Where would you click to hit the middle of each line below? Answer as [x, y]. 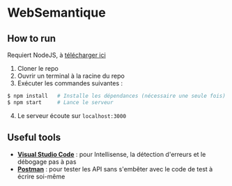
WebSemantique [56, 13]
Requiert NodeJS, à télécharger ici [56, 55]
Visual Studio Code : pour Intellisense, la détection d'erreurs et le [111, 154]
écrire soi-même [41, 176]
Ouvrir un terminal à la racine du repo [71, 76]
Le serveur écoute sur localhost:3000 [72, 115]
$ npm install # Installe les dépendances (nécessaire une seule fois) [117, 96]
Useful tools [34, 138]
